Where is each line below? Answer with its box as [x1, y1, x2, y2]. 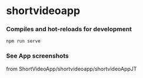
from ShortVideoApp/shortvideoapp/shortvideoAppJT [6, 65, 137, 72]
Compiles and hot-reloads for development [6, 25, 132, 33]
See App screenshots [6, 52, 69, 60]
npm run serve [6, 38, 41, 45]
